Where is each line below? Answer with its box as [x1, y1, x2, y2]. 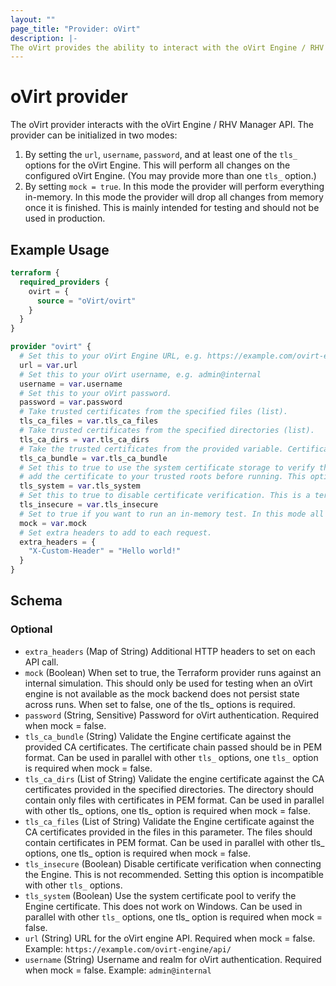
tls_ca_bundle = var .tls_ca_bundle [19, 453, 168, 463]
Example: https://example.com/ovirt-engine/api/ [24, 942, 232, 955]
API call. [24, 656, 59, 668]
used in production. [24, 212, 106, 225]
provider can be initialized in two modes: [10, 129, 178, 141]
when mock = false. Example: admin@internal [24, 964, 212, 976]
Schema [10, 592, 63, 610]
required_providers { [19, 277, 110, 287]
